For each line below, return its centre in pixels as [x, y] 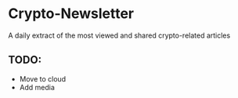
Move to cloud [43, 78]
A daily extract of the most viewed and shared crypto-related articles [119, 35]
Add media [37, 87]
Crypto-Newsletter [71, 14]
